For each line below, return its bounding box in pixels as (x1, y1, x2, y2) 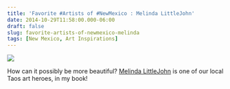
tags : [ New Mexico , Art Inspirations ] (7, 36, 118, 42)
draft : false (7, 23, 45, 29)
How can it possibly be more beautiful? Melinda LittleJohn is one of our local (7, 67, 224, 75)
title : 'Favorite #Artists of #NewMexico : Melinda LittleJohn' (7, 10, 195, 17)
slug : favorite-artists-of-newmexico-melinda (7, 29, 139, 36)
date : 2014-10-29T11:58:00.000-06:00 (7, 16, 115, 23)
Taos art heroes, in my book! (7, 75, 88, 83)
